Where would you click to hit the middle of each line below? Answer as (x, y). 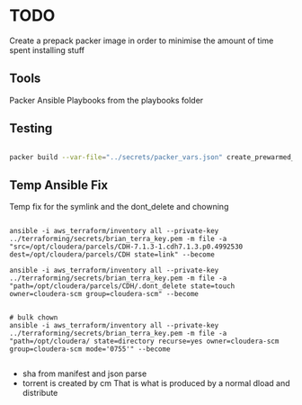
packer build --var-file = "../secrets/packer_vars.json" (116, 157)
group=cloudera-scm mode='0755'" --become (90, 349)
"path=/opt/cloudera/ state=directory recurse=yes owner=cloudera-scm (144, 342)
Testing (31, 128)
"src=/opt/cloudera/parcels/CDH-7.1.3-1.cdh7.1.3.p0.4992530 (126, 247)
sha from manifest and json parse (84, 373)
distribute (40, 393)
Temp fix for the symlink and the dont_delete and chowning (119, 207)
